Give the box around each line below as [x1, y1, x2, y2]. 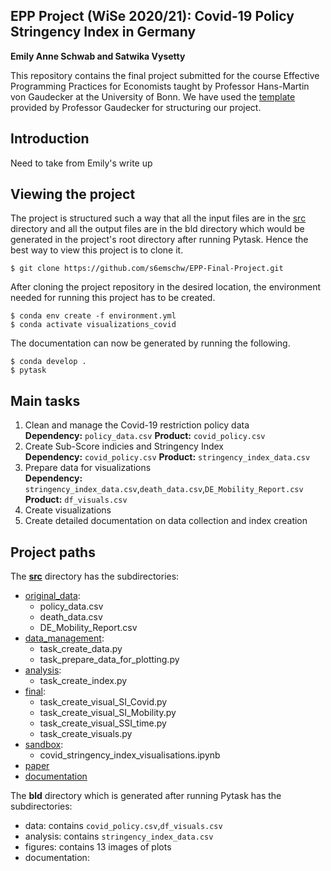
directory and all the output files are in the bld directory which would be [10, 223, 305, 235]
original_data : [24, 590, 81, 602]
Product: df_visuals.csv [24, 494, 128, 506]
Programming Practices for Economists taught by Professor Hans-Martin [10, 80, 310, 92]
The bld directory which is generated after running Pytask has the [10, 790, 282, 802]
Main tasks [10, 392, 81, 409]
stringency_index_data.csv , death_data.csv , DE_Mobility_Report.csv [24, 483, 304, 495]
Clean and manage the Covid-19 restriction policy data [24, 419, 250, 431]
